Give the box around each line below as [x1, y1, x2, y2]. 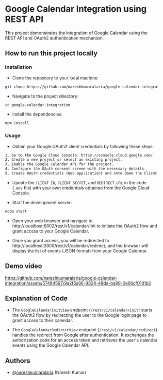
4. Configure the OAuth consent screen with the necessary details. [5, 167, 147, 171]
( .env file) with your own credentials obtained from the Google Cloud [12, 185, 149, 190]
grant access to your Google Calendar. [12, 228, 90, 234]
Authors [5, 357, 31, 365]
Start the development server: [12, 199, 72, 205]
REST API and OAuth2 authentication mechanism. [5, 35, 104, 41]
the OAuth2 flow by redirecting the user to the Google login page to [12, 312, 147, 318]
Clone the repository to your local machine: [12, 75, 98, 81]
